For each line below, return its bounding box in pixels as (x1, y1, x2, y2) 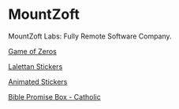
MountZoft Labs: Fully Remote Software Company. (8, 31, 172, 41)
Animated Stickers (8, 77, 68, 86)
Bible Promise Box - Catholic (8, 92, 101, 101)
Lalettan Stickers (8, 61, 63, 71)
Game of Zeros (8, 46, 57, 56)
